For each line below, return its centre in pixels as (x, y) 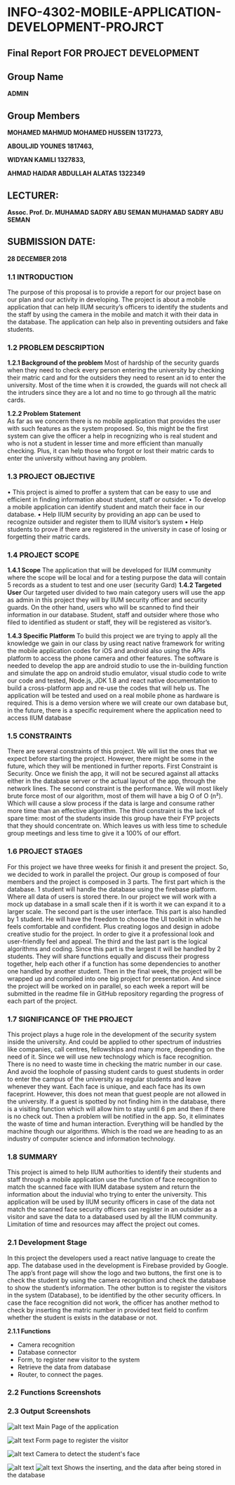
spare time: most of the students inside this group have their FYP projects (114, 819)
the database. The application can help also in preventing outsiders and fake (118, 322)
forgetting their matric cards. (49, 537)
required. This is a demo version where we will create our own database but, (118, 703)
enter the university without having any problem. (77, 458)
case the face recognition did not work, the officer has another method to (113, 1303)
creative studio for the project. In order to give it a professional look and (111, 934)
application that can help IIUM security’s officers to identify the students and (118, 307)
